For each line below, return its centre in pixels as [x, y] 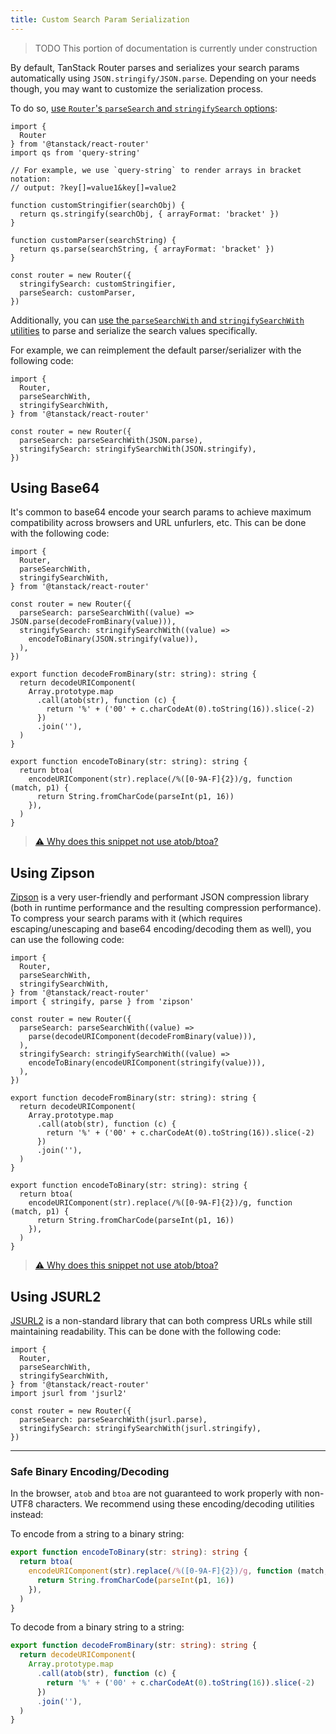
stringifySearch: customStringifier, [98, 284]
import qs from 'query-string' [75, 152]
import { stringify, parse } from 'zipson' [102, 1002]
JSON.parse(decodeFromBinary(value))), [93, 622]
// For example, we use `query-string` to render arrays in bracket [156, 170]
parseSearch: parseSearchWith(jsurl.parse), [113, 1420]
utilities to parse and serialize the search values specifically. [134, 330]
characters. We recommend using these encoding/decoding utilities [175, 1504]
